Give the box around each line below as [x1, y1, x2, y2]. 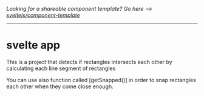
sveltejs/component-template [6, 11, 80, 19]
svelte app [6, 39, 61, 52]
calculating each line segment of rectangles [6, 65, 116, 72]
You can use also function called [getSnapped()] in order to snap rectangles [6, 76, 196, 83]
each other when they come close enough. [6, 83, 114, 90]
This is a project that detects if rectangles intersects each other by [6, 58, 172, 65]
